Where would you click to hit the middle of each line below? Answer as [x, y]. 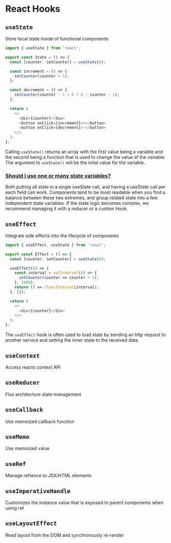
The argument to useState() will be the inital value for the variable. [75, 162]
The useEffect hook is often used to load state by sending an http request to [86, 335]
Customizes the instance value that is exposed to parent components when [84, 502]
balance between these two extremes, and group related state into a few [82, 198]
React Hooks [33, 9]
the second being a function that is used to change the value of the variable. [86, 157]
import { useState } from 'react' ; [43, 48]
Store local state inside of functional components [57, 39]
